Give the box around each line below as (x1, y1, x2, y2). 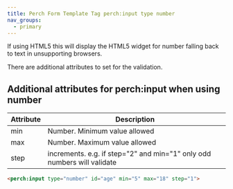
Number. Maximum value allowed (47, 138, 157, 147)
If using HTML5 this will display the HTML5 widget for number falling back (7, 42, 219, 51)
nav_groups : (7, 17, 42, 24)
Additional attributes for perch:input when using (7, 83, 221, 94)
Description (115, 115, 155, 124)
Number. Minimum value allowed (47, 126, 155, 136)
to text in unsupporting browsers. (7, 49, 103, 58)
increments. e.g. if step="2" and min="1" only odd (47, 149, 212, 158)
